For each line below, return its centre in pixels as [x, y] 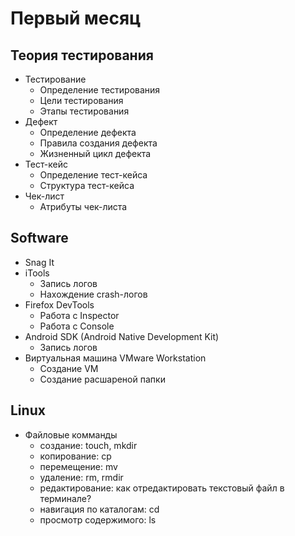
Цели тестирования [81, 100]
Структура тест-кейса [87, 185]
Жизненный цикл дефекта [95, 153]
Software [39, 238]
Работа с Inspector [79, 315]
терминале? [65, 498]
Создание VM [69, 368]
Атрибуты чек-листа [83, 206]
